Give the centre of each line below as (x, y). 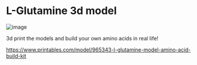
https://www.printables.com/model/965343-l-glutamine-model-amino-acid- (98, 49)
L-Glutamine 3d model (61, 11)
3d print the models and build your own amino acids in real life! (82, 38)
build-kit (16, 56)
